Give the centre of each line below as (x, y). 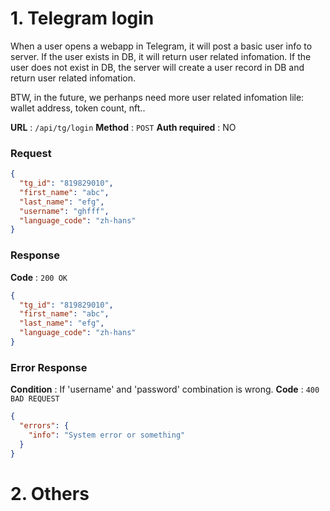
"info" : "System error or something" (107, 435)
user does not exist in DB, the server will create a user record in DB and (157, 67)
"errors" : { (44, 426)
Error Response (49, 367)
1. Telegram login (82, 18)
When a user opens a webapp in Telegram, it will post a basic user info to (161, 46)
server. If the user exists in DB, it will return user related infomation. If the (161, 56)
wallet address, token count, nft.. (78, 108)
